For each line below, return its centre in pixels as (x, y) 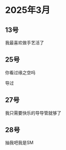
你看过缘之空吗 (20, 73)
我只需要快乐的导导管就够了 (33, 113)
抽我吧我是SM (19, 143)
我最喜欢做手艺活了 (25, 43)
